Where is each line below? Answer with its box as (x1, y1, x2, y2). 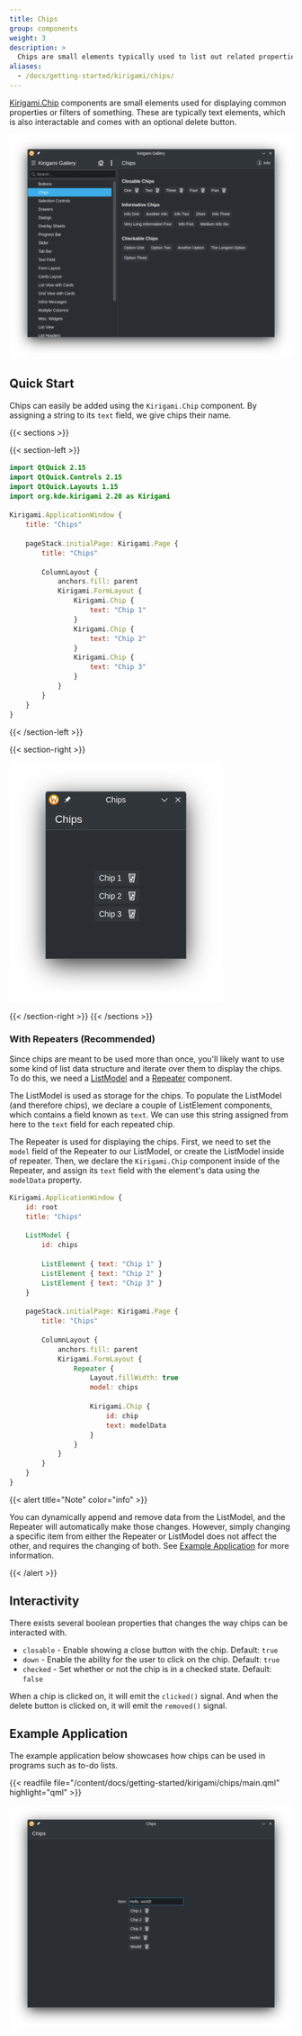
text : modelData (105, 1421, 167, 1430)
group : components (9, 23, 78, 33)
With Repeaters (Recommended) (9, 1033, 155, 1045)
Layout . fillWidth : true (89, 1373, 179, 1382)
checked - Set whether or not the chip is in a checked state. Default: (22, 1663, 272, 1674)
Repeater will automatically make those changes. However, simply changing (9, 1521, 290, 1532)
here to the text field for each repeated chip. (9, 1118, 175, 1129)
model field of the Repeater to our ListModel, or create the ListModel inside (9, 1145, 285, 1156)
